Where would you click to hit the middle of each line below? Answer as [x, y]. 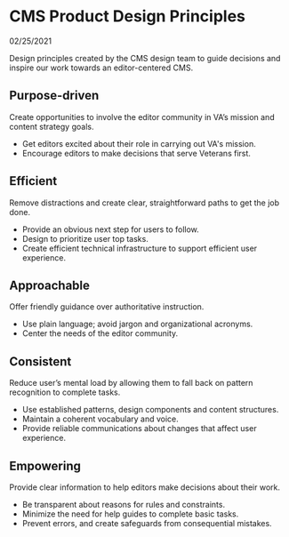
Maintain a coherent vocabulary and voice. [100, 419]
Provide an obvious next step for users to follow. [111, 229]
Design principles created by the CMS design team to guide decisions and [145, 58]
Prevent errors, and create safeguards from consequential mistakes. [147, 523]
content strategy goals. [52, 126]
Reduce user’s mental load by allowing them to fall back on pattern [131, 383]
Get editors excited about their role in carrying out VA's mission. [139, 143]
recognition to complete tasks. [65, 392]
